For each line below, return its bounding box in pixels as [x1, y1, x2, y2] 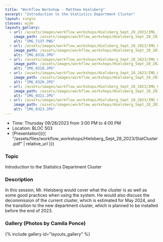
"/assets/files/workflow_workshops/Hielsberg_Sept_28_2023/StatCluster [12, 135, 158, 141]
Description [5, 176, 33, 183]
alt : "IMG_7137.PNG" [14, 39, 55, 44]
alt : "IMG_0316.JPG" [14, 52, 55, 57]
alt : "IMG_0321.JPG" [14, 93, 55, 98]
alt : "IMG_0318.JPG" [14, 66, 55, 71]
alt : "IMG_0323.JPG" [14, 107, 55, 112]
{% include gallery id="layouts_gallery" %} [5, 231, 91, 237]
